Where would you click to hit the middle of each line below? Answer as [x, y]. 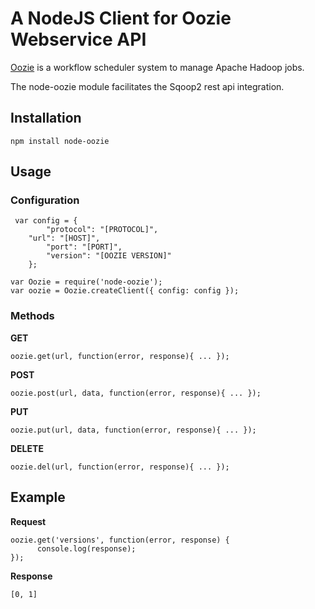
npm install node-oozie [60, 141]
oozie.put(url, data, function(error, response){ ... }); [133, 430]
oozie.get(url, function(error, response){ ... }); [120, 356]
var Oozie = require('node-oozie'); [86, 282]
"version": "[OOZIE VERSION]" [109, 256]
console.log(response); [86, 548]
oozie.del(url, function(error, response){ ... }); [120, 467]
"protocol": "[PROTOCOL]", [102, 230]
